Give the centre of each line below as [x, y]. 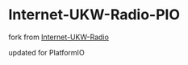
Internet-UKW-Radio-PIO [94, 15]
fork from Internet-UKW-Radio [58, 37]
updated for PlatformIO [46, 52]
